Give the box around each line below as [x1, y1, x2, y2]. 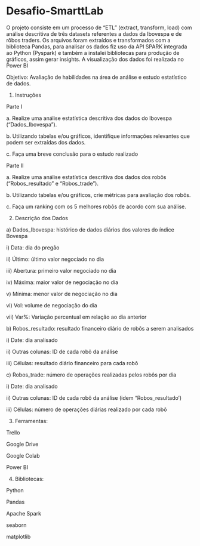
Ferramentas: [14, 417, 48, 424]
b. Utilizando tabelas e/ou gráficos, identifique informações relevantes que [6, 132, 190, 140]
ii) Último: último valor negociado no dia [6, 255, 104, 263]
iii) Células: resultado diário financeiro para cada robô [6, 359, 139, 366]
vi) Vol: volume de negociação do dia [6, 301, 97, 309]
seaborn [6, 521, 27, 529]
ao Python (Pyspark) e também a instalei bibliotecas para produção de [6, 49, 180, 56]
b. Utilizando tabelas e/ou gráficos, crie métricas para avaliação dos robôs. [6, 191, 191, 198]
